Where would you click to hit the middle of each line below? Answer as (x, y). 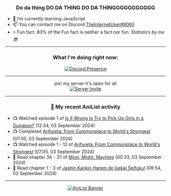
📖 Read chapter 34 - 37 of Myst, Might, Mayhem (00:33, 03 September (87, 157)
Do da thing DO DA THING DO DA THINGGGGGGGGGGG (85, 8)
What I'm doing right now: (85, 58)
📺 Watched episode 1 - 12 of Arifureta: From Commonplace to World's (86, 144)
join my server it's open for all (85, 83)
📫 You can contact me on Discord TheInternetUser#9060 (74, 24)
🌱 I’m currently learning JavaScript (49, 19)
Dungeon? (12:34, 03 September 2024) (54, 125)
